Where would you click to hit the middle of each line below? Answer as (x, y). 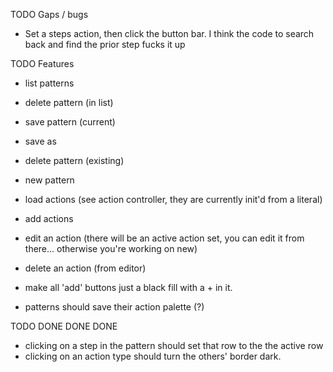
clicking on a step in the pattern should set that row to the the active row (174, 345)
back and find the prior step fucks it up (105, 44)
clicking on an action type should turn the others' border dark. (153, 356)
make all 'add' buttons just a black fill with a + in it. (128, 287)
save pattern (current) (70, 122)
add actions (49, 218)
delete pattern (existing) (74, 160)
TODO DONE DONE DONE (64, 326)
